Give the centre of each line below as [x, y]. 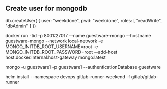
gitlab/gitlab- [145, 77]
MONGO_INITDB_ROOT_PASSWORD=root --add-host [61, 52]
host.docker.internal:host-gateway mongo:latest [55, 57]
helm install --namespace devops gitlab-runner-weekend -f [68, 77]
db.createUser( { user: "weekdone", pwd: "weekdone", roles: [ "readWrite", [83, 20]
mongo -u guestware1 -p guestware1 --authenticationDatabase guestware [83, 67]
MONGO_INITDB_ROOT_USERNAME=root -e [52, 46]
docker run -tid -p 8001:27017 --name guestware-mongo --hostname [78, 35]
